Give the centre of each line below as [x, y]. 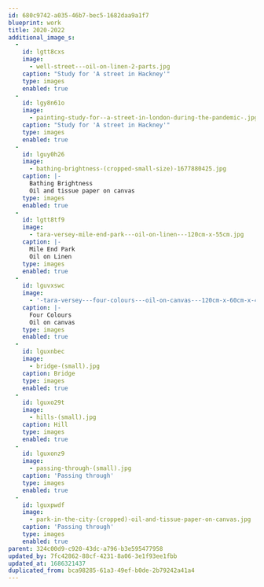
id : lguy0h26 [44, 154]
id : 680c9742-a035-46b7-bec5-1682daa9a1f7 [79, 15]
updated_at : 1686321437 [47, 563]
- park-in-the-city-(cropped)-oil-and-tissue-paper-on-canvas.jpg [140, 519]
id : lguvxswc [44, 286]
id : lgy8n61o [44, 103]
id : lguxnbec [44, 352]
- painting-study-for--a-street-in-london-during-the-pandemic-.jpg [143, 118]
